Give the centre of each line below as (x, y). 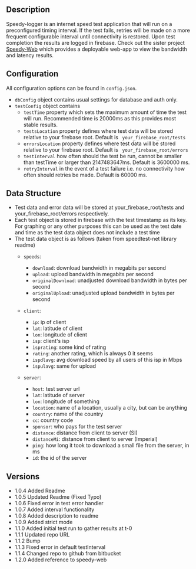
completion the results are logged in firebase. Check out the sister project (96, 42)
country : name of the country (68, 414)
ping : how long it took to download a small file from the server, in (111, 446)
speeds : (32, 257)
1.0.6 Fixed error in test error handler (59, 503)
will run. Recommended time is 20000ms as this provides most (100, 118)
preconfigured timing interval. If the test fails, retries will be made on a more (98, 30)
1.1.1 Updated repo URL (42, 535)
